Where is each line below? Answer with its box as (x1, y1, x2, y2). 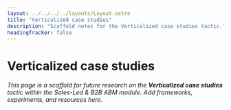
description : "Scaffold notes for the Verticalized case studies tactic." (7, 23, 226, 29)
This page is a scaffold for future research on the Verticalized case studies (7, 81, 223, 90)
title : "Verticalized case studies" (7, 16, 112, 23)
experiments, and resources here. (7, 96, 103, 104)
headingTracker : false (7, 29, 72, 36)
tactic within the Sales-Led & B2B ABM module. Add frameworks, (7, 88, 193, 96)
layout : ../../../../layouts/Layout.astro (7, 10, 131, 17)
